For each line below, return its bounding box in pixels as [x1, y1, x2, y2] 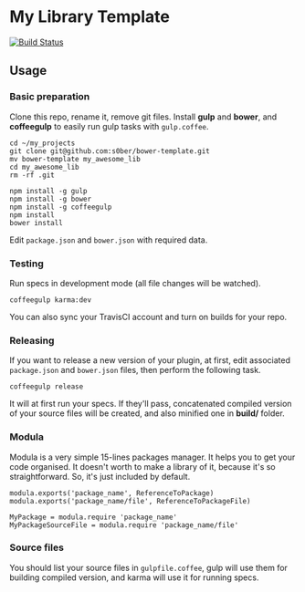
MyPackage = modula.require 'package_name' [9, 513, 178, 522]
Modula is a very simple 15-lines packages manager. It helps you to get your [9, 452, 296, 462]
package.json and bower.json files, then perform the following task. [9, 365, 262, 376]
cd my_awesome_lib [9, 162, 79, 171]
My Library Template [9, 6, 171, 27]
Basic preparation [9, 90, 90, 103]
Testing [9, 257, 44, 270]
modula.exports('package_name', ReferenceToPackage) [9, 488, 215, 498]
